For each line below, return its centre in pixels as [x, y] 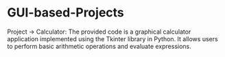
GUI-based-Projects [66, 13]
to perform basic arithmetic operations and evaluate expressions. [99, 46]
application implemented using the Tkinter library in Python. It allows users [113, 38]
